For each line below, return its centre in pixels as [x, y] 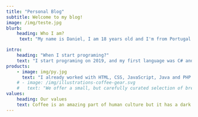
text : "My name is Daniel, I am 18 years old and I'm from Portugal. [106, 39]
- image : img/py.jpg [42, 71]
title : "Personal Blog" [35, 12]
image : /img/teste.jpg [34, 22]
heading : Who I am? [41, 34]
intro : [14, 50]
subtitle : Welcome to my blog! [44, 17]
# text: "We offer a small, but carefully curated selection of [100, 88]
